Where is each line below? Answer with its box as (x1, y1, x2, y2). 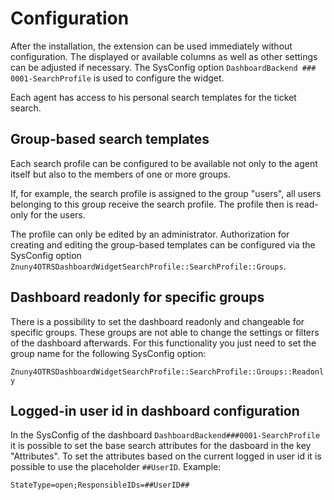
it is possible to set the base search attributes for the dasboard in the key (10, 440, 312, 452)
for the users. (29, 208, 86, 221)
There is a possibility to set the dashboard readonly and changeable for (10, 315, 305, 327)
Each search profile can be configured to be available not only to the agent (10, 157, 318, 169)
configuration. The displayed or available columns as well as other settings (10, 50, 318, 62)
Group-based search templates (10, 131, 210, 148)
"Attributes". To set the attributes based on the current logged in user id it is (10, 450, 322, 462)
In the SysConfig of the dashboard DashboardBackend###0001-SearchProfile (10, 429, 321, 441)
